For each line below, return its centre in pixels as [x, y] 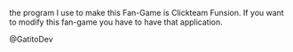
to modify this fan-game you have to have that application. [116, 22]
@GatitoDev [31, 39]
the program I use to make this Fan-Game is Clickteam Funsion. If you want [146, 13]
